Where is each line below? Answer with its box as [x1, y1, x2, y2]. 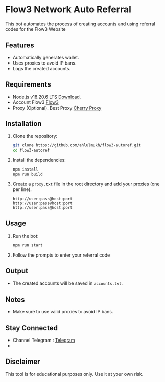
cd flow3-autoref [12, 147, 50, 153]
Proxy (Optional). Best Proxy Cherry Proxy [12, 104, 102, 111]
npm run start [12, 242, 43, 248]
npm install [12, 167, 38, 172]
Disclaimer [5, 357, 40, 366]
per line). [12, 186, 32, 193]
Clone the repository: [12, 133, 58, 139]
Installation [5, 119, 42, 128]
